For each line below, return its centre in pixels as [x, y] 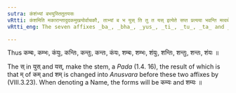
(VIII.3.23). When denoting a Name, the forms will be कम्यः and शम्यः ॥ [105, 83]
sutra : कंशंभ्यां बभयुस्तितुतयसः [41, 14]
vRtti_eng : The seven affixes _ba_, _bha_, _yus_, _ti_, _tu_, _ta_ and [116, 27]
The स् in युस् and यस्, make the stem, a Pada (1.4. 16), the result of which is [114, 66]
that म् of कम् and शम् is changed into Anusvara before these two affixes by [113, 75]
